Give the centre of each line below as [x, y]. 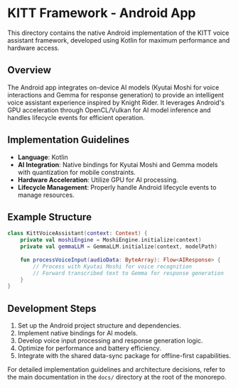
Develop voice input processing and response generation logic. [110, 341]
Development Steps [52, 308]
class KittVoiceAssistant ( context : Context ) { [77, 233]
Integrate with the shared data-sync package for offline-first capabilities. [124, 356]
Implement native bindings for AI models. [78, 333]
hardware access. [34, 48]
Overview [29, 70]
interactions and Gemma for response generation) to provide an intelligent [116, 95]
